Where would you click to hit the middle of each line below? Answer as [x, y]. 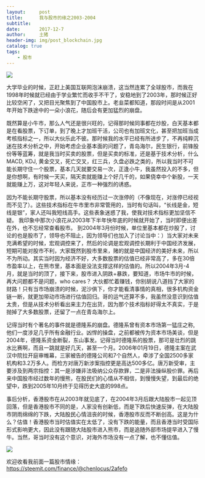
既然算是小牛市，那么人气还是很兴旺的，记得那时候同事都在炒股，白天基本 [100, 123]
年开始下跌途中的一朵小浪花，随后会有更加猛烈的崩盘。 [76, 110]
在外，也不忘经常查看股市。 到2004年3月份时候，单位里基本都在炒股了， [98, 227]
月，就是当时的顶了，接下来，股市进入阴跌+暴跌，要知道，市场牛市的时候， [102, 273]
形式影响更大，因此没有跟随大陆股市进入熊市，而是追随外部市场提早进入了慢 [103, 429]
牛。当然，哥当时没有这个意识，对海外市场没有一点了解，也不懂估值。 [95, 437]
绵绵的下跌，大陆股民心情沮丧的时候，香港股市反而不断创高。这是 [105, 414]
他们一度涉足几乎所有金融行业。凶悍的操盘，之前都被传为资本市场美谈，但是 [103, 332]
